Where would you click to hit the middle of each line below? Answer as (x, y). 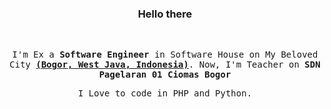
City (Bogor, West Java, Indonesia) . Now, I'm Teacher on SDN (165, 65)
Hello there (165, 14)
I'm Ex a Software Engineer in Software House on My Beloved (165, 55)
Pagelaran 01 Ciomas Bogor (165, 75)
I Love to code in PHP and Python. (165, 93)
